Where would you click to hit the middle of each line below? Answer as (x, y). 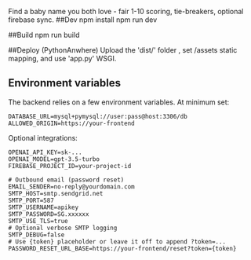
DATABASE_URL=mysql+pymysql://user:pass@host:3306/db (98, 116)
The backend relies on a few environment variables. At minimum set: (119, 102)
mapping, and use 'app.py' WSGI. (62, 59)
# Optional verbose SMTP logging (63, 228)
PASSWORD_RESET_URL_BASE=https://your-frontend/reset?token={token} (122, 248)
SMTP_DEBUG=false (36, 235)
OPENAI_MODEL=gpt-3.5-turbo (54, 159)
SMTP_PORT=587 (31, 200)
